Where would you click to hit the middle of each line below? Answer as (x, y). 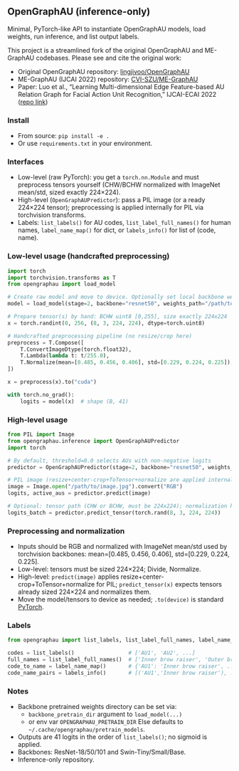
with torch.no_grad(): (41, 394)
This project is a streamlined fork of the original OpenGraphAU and (105, 50)
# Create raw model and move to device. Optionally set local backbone (116, 297)
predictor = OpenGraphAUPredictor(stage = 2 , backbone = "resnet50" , (106, 467)
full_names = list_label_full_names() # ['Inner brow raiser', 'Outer (116, 660)
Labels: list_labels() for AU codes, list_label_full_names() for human (124, 223)
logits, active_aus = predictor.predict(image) (79, 493)
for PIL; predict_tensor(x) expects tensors (159, 584)
